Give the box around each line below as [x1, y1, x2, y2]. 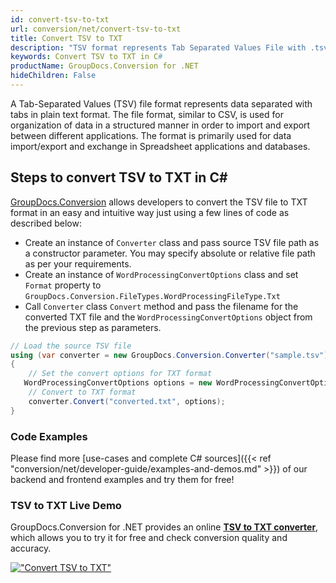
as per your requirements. [24, 257, 132, 270]
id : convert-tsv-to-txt [10, 14, 110, 25]
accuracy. [10, 542, 52, 555]
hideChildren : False [10, 71, 97, 81]
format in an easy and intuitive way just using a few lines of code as [10, 206, 290, 218]
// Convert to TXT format [28, 387, 137, 398]
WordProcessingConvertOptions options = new [23, 378, 213, 388]
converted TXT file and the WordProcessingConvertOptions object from [24, 311, 313, 323]
